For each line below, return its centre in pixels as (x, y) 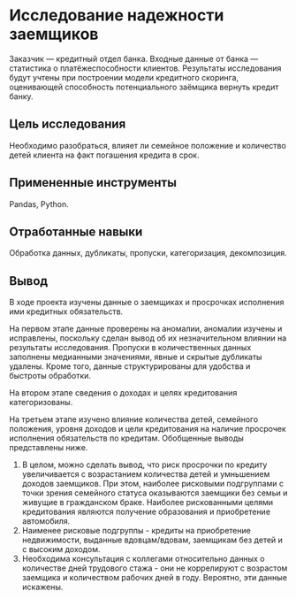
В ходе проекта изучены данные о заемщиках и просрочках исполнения (147, 303)
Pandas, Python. (39, 204)
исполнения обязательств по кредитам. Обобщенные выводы (127, 438)
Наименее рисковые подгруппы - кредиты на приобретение (137, 531)
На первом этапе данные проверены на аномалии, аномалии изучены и (146, 329)
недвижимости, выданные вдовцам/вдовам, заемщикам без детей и (152, 540)
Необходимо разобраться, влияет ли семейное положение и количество (148, 145)
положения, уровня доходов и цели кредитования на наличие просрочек (148, 429)
